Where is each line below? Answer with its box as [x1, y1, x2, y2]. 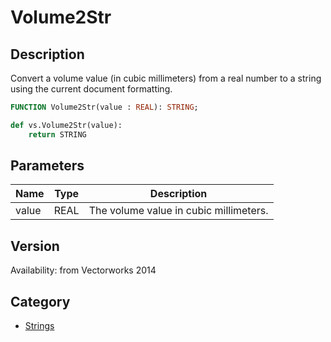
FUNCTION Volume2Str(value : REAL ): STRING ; [10, 102, 199, 112]
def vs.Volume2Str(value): [10, 120, 123, 130]
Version [10, 237, 60, 255]
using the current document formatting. [10, 83, 173, 95]
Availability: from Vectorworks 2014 [10, 264, 157, 276]
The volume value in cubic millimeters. [88, 204, 269, 218]
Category [10, 293, 71, 310]
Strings [24, 320, 55, 332]
